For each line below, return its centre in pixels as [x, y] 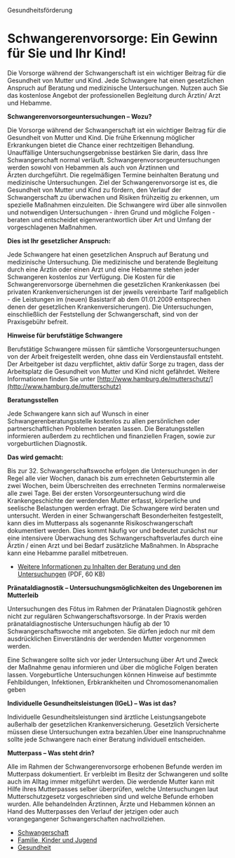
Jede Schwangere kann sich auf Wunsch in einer [78, 414]
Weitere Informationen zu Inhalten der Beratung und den [99, 566]
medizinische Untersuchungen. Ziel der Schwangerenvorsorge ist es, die [113, 182]
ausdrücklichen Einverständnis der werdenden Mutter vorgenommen [107, 639]
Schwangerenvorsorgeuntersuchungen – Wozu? [80, 116]
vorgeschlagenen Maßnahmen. [52, 227]
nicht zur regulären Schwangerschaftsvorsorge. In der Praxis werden [107, 616]
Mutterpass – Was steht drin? [51, 753]
